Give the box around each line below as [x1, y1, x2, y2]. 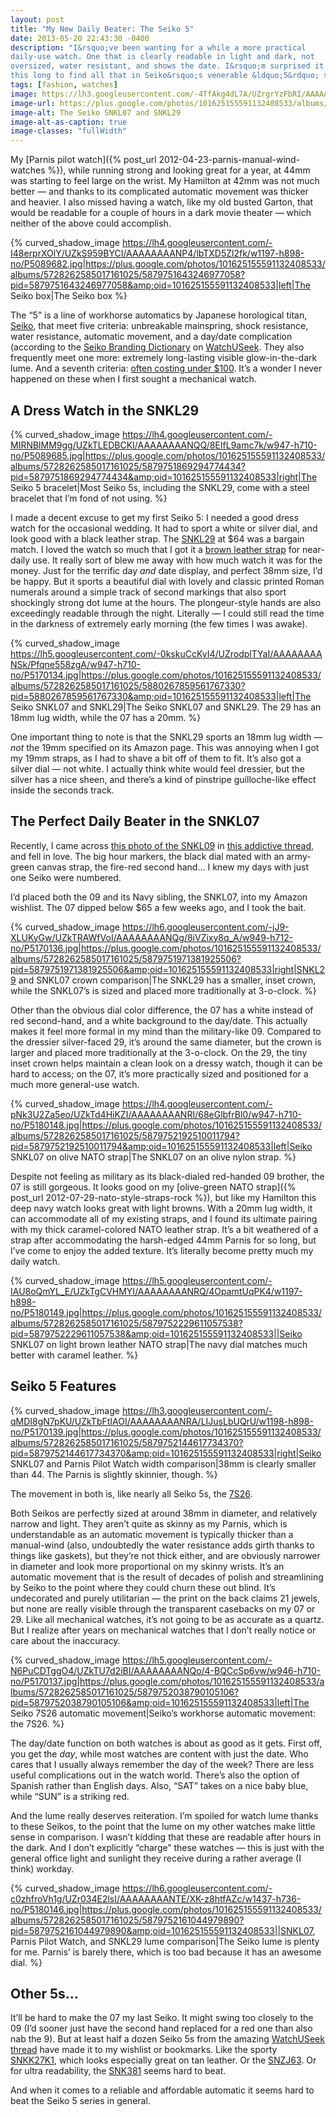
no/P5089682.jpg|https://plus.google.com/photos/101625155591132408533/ [10, 258, 326, 270]
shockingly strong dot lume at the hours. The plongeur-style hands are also [10, 596, 322, 608]
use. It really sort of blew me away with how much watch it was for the [32, 554, 323, 566]
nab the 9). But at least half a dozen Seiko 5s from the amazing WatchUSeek [10, 2033, 325, 2045]
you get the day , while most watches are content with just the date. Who [10, 1747, 309, 1760]
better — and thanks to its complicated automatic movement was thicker [10, 186, 309, 198]
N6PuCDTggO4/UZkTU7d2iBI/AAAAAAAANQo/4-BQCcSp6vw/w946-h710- [10, 1664, 322, 1676]
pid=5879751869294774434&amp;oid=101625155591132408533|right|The [10, 471, 318, 483]
